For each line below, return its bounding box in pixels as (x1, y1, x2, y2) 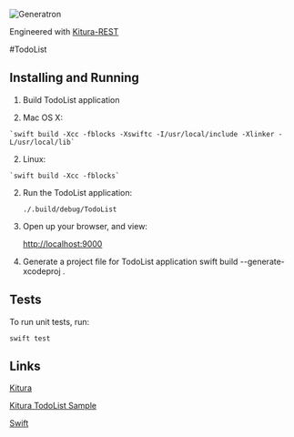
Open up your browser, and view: (22, 220, 148, 231)
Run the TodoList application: (22, 187, 133, 198)
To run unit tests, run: (9, 316, 90, 327)
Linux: (22, 153, 46, 164)
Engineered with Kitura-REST (9, 26, 119, 36)
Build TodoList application (22, 94, 120, 105)
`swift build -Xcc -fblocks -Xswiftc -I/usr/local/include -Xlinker (9, 129, 275, 138)
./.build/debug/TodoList (22, 205, 117, 214)
